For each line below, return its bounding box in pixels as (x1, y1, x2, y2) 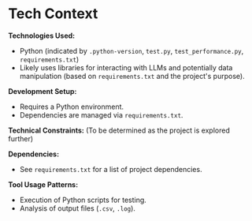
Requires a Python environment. (19, 102, 124, 111)
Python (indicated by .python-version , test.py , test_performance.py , (19, 46, 244, 55)
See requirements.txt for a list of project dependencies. (19, 164, 202, 174)
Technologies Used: (8, 31, 76, 40)
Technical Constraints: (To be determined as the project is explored (8, 125, 230, 135)
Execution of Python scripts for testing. (19, 195, 147, 204)
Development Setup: (8, 86, 77, 96)
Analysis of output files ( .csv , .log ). (19, 203, 136, 213)
